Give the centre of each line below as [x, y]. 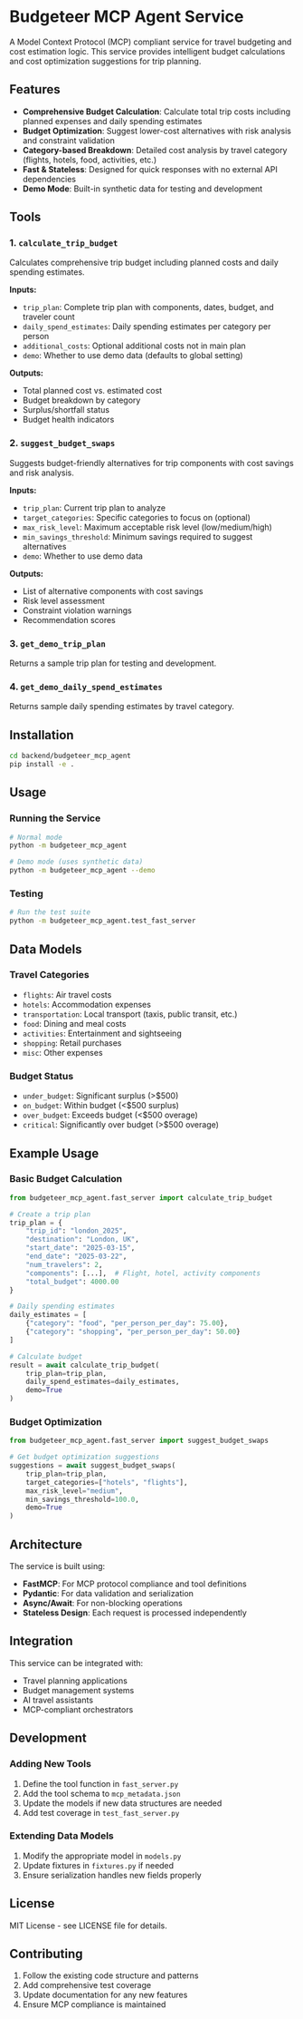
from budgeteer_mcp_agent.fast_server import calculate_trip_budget [141, 1198]
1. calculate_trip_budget [64, 243]
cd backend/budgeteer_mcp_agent [70, 756]
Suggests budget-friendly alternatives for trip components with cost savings [151, 463]
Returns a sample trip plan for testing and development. [113, 663]
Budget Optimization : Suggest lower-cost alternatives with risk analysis [157, 131]
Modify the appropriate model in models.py [102, 1856]
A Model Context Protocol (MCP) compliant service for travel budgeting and [151, 42]
